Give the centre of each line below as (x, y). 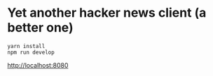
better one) (40, 28)
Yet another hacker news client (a (107, 13)
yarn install (26, 46)
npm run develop (31, 52)
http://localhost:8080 (38, 65)
